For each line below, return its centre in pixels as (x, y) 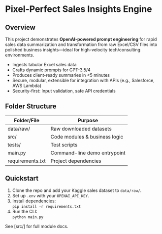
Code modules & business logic (87, 137)
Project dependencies (76, 161)
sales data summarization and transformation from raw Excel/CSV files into (81, 45)
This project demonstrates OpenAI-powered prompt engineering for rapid (81, 39)
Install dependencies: (34, 201)
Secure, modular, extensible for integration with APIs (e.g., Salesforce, (83, 80)
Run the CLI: (25, 211)
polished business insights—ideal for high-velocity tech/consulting (73, 50)
